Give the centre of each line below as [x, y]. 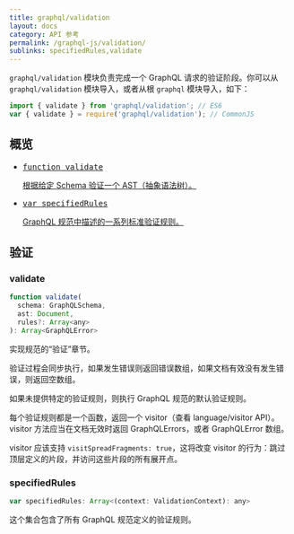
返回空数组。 [56, 379]
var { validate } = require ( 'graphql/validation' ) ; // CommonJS [132, 114]
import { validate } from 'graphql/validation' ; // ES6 [116, 106]
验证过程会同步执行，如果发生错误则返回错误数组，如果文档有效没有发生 [143, 368]
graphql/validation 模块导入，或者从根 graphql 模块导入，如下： [130, 89]
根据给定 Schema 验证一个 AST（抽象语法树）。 [109, 185]
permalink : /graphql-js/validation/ [78, 43]
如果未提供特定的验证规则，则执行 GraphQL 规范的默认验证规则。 [130, 398]
